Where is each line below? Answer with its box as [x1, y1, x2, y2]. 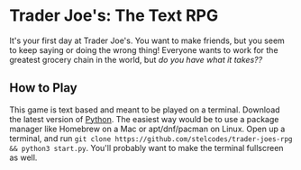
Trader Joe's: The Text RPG [9, 5, 219, 26]
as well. [9, 152, 38, 163]
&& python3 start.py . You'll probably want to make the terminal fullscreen [9, 142, 284, 153]
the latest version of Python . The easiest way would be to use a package [9, 113, 279, 124]
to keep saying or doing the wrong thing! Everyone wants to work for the [9, 44, 278, 55]
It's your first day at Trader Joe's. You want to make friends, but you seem [9, 35, 286, 46]
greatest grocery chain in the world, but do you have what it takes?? [9, 54, 263, 65]
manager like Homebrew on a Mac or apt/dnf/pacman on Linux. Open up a [9, 123, 286, 134]
